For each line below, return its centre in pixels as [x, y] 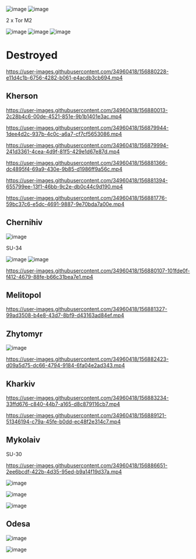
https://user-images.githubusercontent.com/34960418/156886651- [87, 465]
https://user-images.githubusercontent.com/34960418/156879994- [87, 145]
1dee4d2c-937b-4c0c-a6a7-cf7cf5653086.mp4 [64, 134]
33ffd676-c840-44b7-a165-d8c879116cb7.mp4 [63, 404]
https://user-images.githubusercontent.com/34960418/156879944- [87, 127]
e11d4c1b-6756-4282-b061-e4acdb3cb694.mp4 [64, 77]
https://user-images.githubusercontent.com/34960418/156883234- [87, 398]
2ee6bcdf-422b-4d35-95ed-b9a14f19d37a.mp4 [64, 471]
